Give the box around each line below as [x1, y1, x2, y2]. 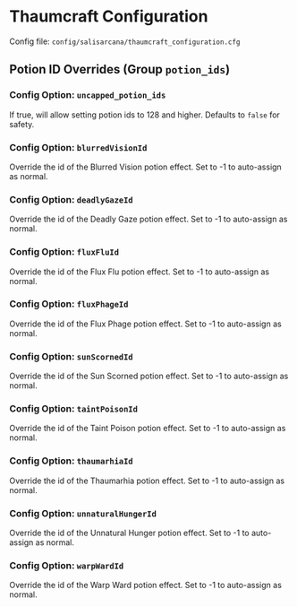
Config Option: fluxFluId [9, 246, 119, 258]
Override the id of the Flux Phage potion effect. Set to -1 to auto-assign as [9, 318, 282, 329]
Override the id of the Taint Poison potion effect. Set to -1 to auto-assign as [9, 423, 286, 434]
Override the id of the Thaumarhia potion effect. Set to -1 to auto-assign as [9, 475, 284, 486]
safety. [9, 118, 35, 129]
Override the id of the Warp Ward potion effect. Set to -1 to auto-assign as [9, 580, 282, 591]
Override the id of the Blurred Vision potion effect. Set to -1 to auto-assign [9, 161, 282, 172]
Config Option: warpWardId [9, 559, 124, 571]
